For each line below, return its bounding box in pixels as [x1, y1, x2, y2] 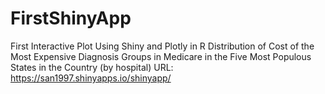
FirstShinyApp [10, 7, 132, 30]
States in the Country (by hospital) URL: [10, 61, 174, 73]
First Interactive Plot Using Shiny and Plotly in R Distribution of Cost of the [10, 40, 315, 52]
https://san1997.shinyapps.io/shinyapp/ [10, 72, 172, 84]
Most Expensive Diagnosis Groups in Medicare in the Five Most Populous [10, 50, 312, 62]
